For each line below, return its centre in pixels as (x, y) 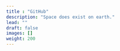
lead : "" (17, 22)
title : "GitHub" (27, 11)
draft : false (22, 28)
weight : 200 (21, 39)
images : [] (20, 33)
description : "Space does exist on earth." (61, 17)
